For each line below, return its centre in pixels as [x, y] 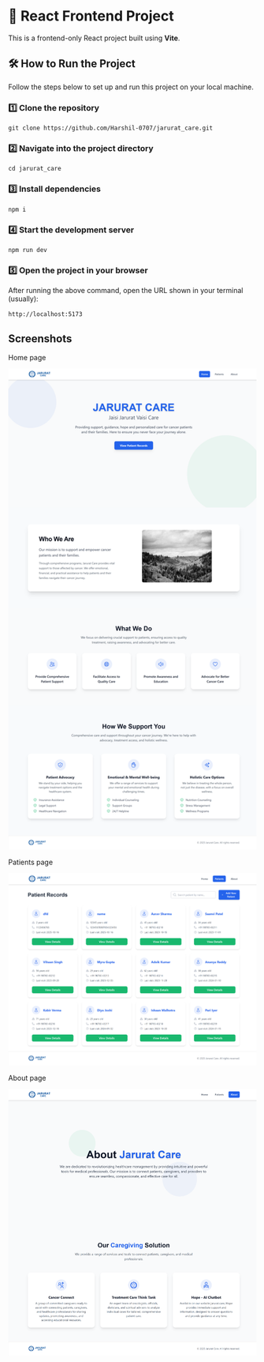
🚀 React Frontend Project [91, 16]
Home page [27, 358]
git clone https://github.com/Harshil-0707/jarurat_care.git [111, 128]
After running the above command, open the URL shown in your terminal [126, 291]
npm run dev [28, 250]
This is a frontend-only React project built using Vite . [94, 38]
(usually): [23, 299]
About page [27, 1078]
